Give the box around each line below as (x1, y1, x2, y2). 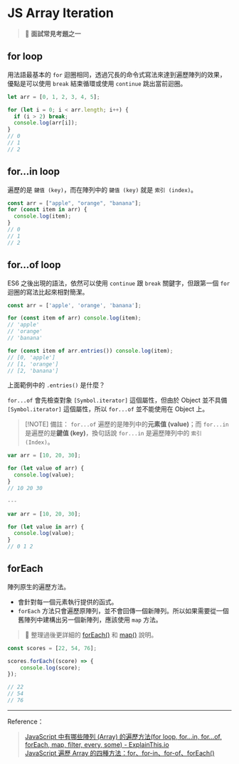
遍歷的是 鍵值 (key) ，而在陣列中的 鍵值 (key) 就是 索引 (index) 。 (7, 185, 198, 193)
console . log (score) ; (20, 664, 81, 672)
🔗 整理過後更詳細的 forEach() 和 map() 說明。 (24, 630, 158, 639)
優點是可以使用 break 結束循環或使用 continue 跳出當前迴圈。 (7, 79, 187, 87)
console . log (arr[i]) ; (14, 120, 78, 127)
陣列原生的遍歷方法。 (7, 582, 70, 591)
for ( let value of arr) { (7, 465, 84, 472)
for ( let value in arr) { (7, 523, 84, 531)
